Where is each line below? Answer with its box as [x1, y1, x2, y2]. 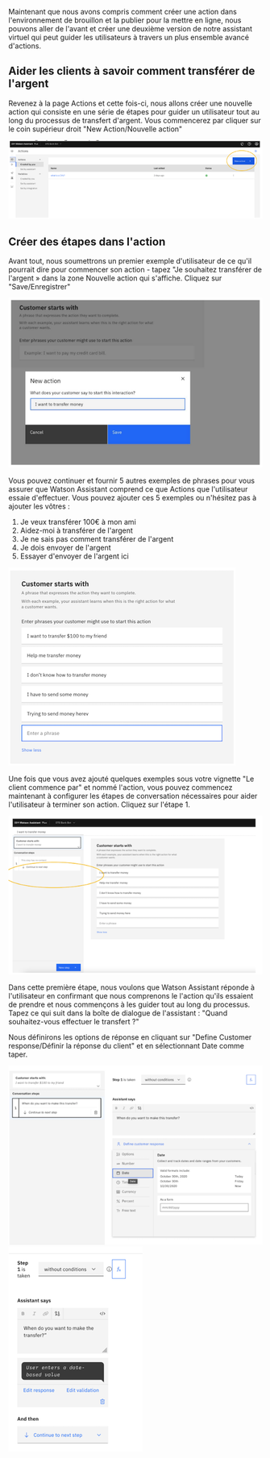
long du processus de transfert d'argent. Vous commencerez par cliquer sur [8, 115, 261, 125]
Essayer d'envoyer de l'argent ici [19, 551, 129, 561]
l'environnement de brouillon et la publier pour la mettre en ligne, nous [8, 15, 242, 25]
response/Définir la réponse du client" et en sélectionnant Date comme [8, 1041, 244, 1050]
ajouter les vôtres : [8, 501, 70, 511]
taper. [8, 1049, 28, 1059]
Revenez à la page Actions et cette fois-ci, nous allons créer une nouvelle [8, 98, 252, 108]
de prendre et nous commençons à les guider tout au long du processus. [8, 999, 251, 1009]
